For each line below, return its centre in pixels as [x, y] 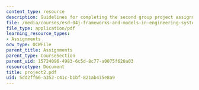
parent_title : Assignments [39, 50]
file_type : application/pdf [41, 28]
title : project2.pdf [32, 72]
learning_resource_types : [38, 34]
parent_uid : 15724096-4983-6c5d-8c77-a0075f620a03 [70, 61]
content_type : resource [36, 12]
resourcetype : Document [36, 67]
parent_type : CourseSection [41, 56]
